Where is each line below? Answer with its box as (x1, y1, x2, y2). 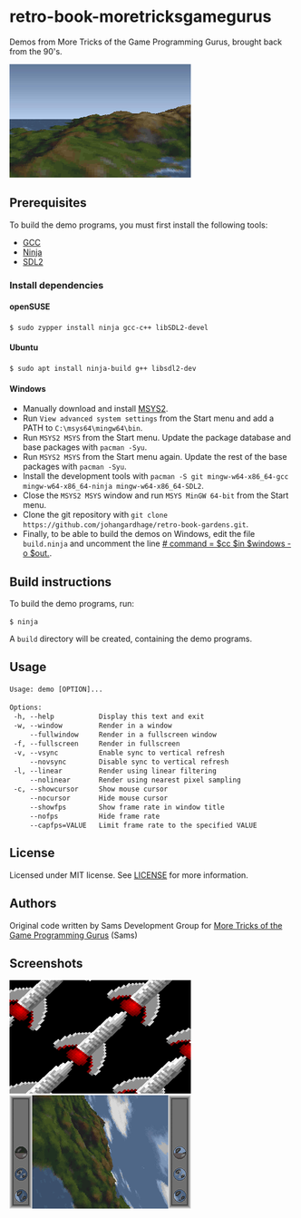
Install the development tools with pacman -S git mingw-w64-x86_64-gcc (22, 471, 289, 482)
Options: (9, 703, 43, 712)
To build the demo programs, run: (9, 599, 134, 609)
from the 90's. (9, 45, 63, 56)
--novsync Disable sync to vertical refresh (29, 757, 229, 766)
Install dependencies (9, 278, 104, 291)
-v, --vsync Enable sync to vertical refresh (13, 748, 225, 757)
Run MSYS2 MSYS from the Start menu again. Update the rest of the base (22, 452, 287, 463)
